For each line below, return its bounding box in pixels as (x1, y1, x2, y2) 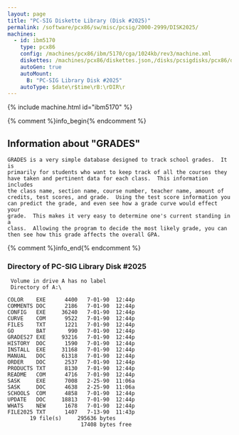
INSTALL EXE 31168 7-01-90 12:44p (7, 347, 135, 354)
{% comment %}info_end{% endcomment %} (7, 244, 141, 252)
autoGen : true (20, 63, 62, 71)
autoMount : (20, 70, 53, 77)
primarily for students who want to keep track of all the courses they (7, 169, 228, 176)
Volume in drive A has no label (10, 277, 107, 285)
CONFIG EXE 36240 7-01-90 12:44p (7, 309, 135, 316)
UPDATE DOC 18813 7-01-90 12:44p (7, 396, 135, 404)
